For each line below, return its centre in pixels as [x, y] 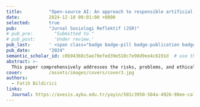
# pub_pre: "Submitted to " [50, 34]
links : [14, 89]
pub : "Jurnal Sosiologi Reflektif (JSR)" [73, 28]
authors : [17, 78]
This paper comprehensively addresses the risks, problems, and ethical [104, 67]
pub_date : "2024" [36, 51]
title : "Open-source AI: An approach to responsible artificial [100, 12]
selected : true [33, 23]
